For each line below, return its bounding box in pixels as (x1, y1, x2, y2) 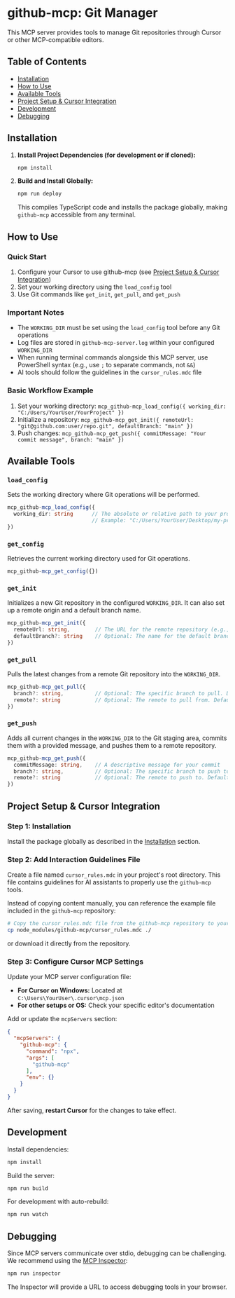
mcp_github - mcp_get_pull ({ (7, 683, 86, 691)
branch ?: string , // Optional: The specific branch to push (13, 767, 220, 775)
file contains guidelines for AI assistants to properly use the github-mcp (7, 878, 212, 887)
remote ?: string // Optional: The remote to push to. (13, 774, 205, 781)
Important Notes (7, 307, 64, 317)
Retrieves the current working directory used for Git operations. (7, 554, 190, 563)
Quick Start (7, 252, 47, 261)
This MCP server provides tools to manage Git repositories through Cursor (7, 28, 222, 36)
